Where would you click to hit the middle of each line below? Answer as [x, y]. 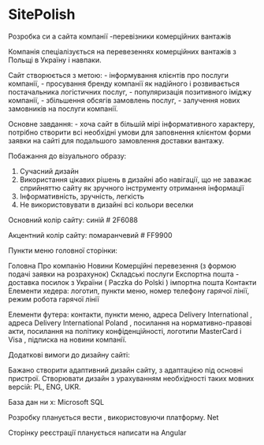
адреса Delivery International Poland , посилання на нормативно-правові [130, 323]
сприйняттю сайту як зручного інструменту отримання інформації [132, 187]
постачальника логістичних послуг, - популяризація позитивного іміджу [130, 91]
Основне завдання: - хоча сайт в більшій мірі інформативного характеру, [132, 124]
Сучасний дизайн [49, 171]
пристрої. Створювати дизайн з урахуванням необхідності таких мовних [131, 378]
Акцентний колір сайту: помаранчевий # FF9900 [90, 235]
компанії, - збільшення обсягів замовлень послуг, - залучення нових [124, 100]
